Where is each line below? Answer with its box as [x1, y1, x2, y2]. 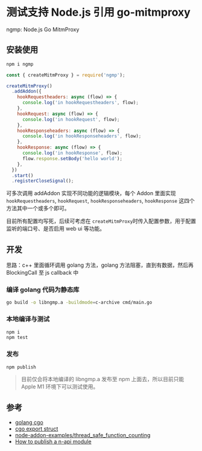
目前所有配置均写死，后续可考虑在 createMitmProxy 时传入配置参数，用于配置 [6, 217, 197, 225]
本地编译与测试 [6, 315, 50, 323]
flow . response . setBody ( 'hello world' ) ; [22, 155, 122, 161]
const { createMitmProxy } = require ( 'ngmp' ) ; [6, 72, 125, 78]
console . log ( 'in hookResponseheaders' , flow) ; [22, 133, 142, 139]
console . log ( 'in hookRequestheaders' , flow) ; [22, 100, 139, 106]
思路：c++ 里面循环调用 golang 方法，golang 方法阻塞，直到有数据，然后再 [6, 261, 194, 269]
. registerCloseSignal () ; [11, 178, 74, 184]
